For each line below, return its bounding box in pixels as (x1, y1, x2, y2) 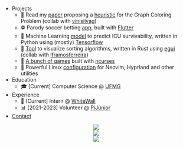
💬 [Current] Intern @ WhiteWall (20, 97, 96, 105)
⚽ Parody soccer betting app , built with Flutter (20, 24, 134, 31)
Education (11, 76, 37, 83)
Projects (11, 5, 32, 12)
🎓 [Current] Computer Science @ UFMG (20, 83, 121, 90)
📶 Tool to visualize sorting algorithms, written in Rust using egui (20, 45, 175, 52)
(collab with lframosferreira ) (20, 51, 89, 58)
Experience (11, 91, 40, 98)
